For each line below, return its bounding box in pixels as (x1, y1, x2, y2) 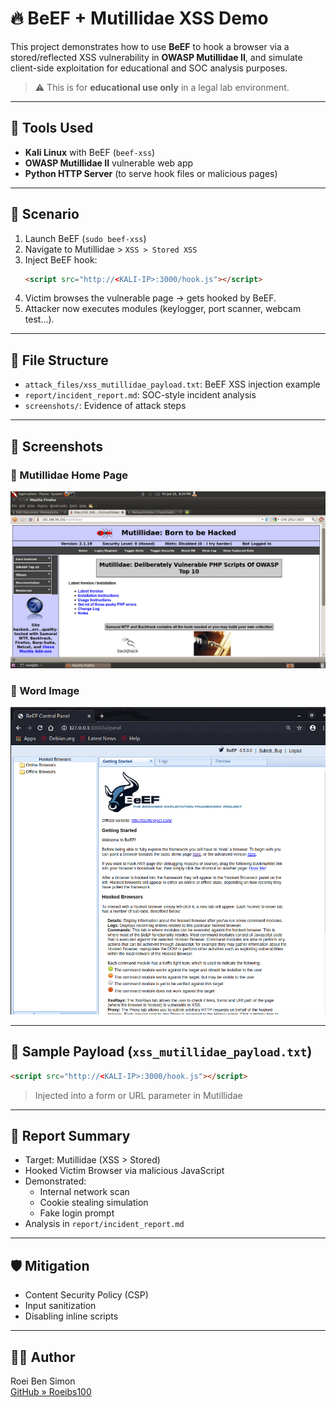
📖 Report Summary (10, 1127, 131, 1144)
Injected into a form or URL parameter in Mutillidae (34, 1089, 243, 1101)
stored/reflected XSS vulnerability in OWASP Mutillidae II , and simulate (10, 51, 303, 63)
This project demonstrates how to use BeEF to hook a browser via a (10, 40, 290, 52)
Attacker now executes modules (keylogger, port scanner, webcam (24, 303, 302, 315)
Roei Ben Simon (10, 1375, 76, 1387)
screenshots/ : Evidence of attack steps (24, 400, 187, 412)
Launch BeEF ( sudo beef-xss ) (24, 232, 147, 244)
